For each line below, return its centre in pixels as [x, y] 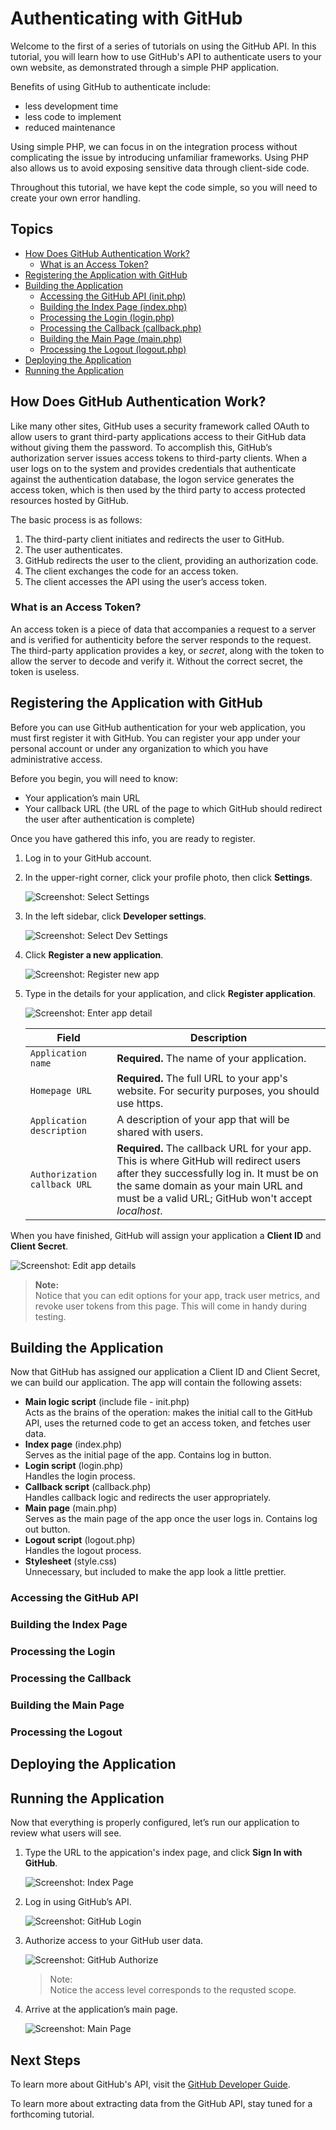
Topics [32, 229]
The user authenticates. [73, 549]
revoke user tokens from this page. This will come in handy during [171, 1306]
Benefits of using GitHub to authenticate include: [110, 86]
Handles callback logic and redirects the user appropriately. [148, 1498]
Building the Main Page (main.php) [111, 338]
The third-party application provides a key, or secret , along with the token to [167, 650]
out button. [47, 1529]
